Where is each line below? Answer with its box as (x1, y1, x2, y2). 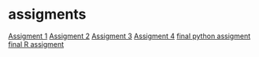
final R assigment (8, 39, 65, 48)
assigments (8, 5, 87, 23)
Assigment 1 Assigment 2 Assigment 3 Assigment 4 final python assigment (8, 31, 250, 41)
